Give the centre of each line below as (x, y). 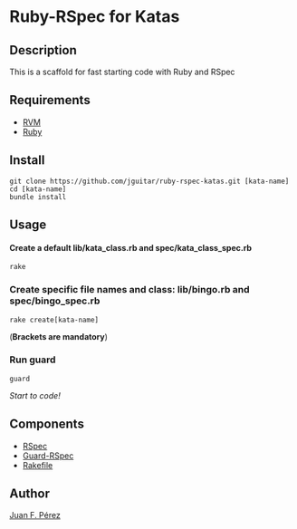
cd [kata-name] (38, 189)
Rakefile (38, 465)
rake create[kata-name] (54, 320)
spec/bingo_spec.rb (55, 301)
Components (47, 424)
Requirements (50, 100)
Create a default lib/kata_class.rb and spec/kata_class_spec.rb (130, 247)
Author (29, 494)
